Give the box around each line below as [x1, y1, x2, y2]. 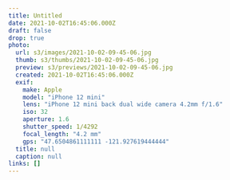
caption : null [15, 152, 62, 160]
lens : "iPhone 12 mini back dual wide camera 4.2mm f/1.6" [22, 100, 224, 108]
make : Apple [22, 85, 62, 94]
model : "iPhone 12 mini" [22, 93, 105, 101]
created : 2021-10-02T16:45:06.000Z [15, 71, 134, 79]
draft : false [8, 26, 52, 34]
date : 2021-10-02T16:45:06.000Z [8, 19, 116, 27]
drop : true [8, 33, 45, 42]
